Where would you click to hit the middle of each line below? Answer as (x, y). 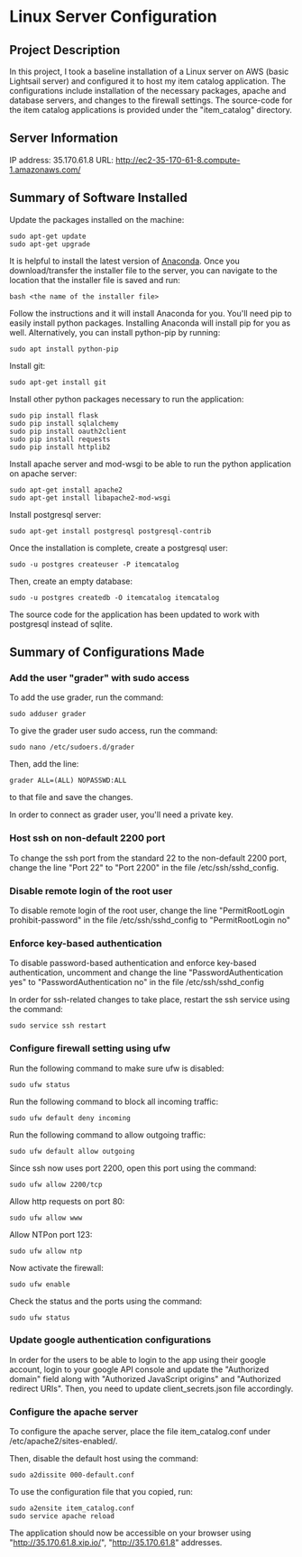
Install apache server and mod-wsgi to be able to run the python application (150, 464)
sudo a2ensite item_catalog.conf (72, 1508)
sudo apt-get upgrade (50, 244)
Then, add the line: (44, 764)
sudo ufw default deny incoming (70, 1118)
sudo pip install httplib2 (60, 447)
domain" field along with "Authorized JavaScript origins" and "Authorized (145, 1378)
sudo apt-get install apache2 (66, 490)
